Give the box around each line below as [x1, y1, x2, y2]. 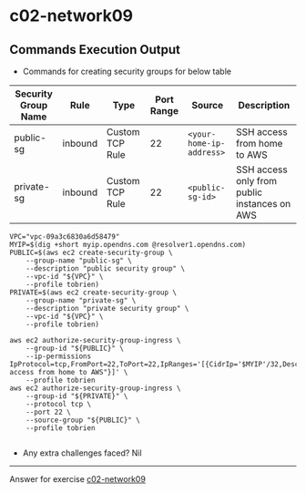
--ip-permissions [25, 352, 92, 361]
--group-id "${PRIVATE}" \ [25, 392, 128, 401]
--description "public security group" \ [25, 264, 185, 273]
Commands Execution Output [9, 42, 180, 57]
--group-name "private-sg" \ [25, 296, 137, 305]
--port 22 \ [25, 407, 71, 416]
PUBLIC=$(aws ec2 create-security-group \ [9, 248, 173, 257]
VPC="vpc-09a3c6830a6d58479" [9, 232, 120, 241]
